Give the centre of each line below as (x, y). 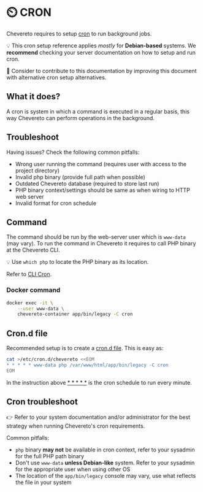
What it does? (33, 97)
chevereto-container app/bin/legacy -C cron (75, 314)
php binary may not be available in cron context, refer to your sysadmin (105, 450)
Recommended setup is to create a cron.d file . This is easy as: (85, 348)
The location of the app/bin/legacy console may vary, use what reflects (105, 475)
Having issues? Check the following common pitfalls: (73, 152)
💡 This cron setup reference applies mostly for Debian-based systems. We (101, 45)
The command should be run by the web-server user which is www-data (96, 237)
